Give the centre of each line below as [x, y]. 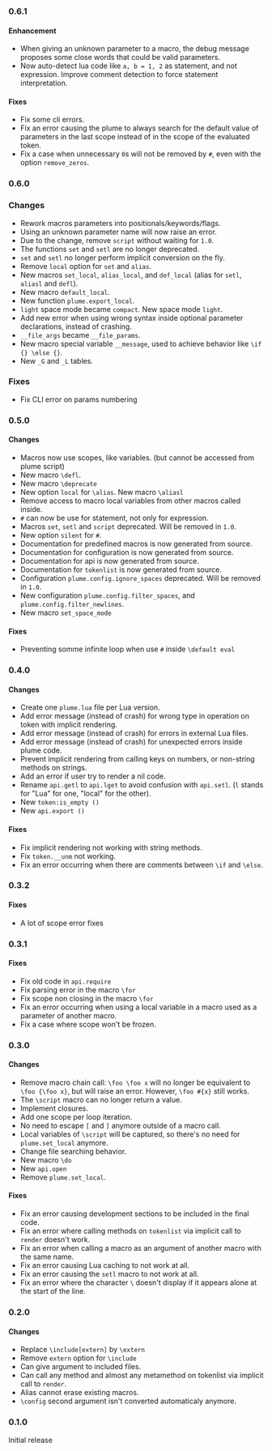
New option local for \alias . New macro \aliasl [102, 492]
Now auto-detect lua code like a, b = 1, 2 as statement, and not [128, 66]
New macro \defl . [50, 475]
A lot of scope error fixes [62, 923]
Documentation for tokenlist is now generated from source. [121, 570]
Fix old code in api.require [66, 981]
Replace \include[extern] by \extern [83, 1350]
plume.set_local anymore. [64, 1142]
